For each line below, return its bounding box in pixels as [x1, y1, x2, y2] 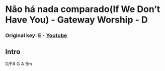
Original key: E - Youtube [5, 32, 67, 39]
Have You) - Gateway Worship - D [5, 14, 148, 25]
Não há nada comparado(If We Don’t [5, 3, 160, 15]
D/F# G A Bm [5, 60, 33, 66]
